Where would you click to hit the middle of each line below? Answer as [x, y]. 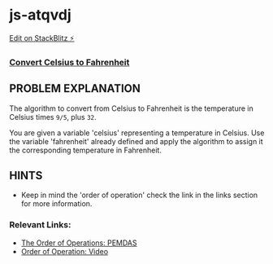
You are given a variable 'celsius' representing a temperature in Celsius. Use [137, 133]
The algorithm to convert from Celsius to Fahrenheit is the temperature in [132, 108]
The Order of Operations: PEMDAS [79, 243]
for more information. [56, 204]
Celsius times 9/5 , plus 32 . [53, 117]
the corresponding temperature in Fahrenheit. [85, 150]
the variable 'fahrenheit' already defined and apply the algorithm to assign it [136, 141]
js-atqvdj [40, 15]
